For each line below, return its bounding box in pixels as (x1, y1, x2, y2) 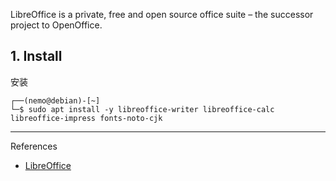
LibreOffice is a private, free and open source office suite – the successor (10, 9, 314, 20)
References (10, 140, 58, 152)
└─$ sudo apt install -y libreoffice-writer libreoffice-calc (10, 104, 275, 114)
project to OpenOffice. (10, 19, 103, 31)
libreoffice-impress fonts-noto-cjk (10, 113, 163, 123)
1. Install (10, 48, 63, 65)
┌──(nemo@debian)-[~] (10, 95, 101, 106)
